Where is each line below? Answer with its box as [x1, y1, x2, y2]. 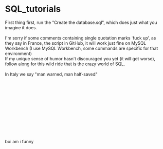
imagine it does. [5, 24, 37, 30]
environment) [5, 50, 32, 56]
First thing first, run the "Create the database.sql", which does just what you [5, 19, 157, 25]
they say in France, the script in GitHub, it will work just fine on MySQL [5, 40, 146, 46]
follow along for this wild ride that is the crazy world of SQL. [5, 61, 125, 67]
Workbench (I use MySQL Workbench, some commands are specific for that [5, 45, 158, 51]
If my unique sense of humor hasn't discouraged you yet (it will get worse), [5, 56, 156, 61]
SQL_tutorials [5, 3, 61, 15]
